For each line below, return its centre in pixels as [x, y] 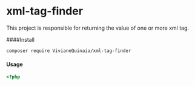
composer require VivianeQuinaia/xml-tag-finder [69, 51]
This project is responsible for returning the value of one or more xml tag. [98, 28]
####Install [21, 39]
